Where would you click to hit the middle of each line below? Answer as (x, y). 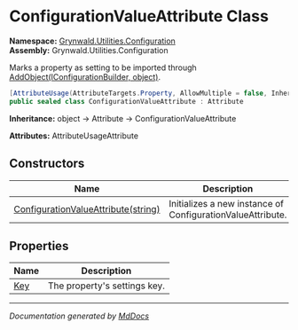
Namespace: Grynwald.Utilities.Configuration (92, 41)
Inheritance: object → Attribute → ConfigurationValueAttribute (123, 118)
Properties (39, 246)
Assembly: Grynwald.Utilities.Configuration (89, 50)
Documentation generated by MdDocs (79, 316)
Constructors (47, 164)
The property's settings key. (106, 286)
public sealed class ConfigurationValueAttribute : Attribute (126, 101)
